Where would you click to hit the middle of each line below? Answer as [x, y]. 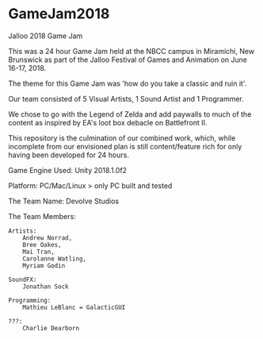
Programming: [30, 300]
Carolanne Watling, [55, 259]
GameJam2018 [59, 14]
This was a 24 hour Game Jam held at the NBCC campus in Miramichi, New [131, 51]
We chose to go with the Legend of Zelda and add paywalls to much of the [130, 114]
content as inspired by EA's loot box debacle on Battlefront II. [108, 122]
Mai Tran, [39, 252]
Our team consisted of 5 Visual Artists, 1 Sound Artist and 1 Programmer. [126, 98]
